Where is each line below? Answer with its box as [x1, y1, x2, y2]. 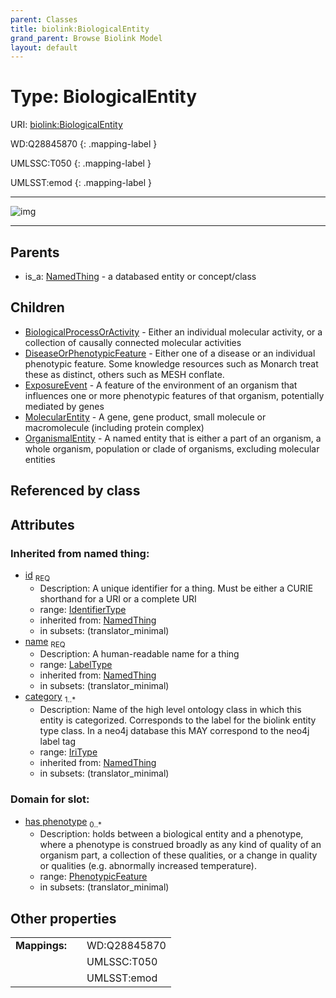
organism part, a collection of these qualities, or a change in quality [39, 849, 318, 861]
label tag [39, 736, 77, 748]
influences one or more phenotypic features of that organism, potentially [24, 389, 325, 401]
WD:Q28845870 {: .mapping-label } [10, 138, 158, 150]
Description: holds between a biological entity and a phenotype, [39, 828, 304, 840]
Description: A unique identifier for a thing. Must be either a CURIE [39, 582, 314, 594]
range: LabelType [39, 659, 113, 671]
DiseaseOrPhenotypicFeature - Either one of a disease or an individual [24, 347, 316, 359]
